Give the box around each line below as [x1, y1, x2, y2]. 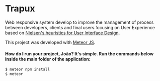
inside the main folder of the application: [5, 56, 91, 62]
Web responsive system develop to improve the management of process [5, 19, 154, 25]
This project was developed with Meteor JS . [5, 39, 95, 45]
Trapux [5, 3, 35, 14]
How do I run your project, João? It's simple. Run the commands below [5, 50, 154, 57]
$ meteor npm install [5, 67, 50, 72]
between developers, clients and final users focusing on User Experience [5, 24, 155, 30]
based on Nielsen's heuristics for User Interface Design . [5, 30, 120, 36]
